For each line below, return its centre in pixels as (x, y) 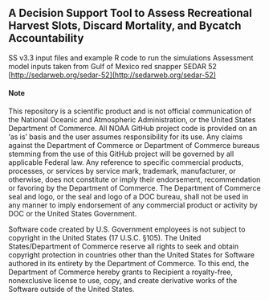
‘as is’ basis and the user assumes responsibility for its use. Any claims (126, 137)
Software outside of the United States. (71, 290)
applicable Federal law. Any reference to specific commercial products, (126, 162)
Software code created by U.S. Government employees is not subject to (127, 229)
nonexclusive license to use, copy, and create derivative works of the (123, 281)
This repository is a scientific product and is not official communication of (130, 111)
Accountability (46, 38)
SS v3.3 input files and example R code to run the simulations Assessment (131, 58)
